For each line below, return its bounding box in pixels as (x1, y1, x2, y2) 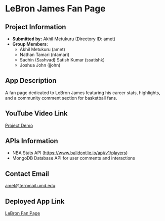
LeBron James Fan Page (5, 3, 106, 14)
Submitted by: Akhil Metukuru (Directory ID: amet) (12, 36, 116, 42)
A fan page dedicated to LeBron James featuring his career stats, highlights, (5, 90, 161, 96)
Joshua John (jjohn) (19, 62, 61, 68)
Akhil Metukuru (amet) (19, 47, 66, 52)
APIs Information (5, 137, 58, 145)
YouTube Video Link (5, 110, 68, 118)
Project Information (5, 23, 66, 31)
